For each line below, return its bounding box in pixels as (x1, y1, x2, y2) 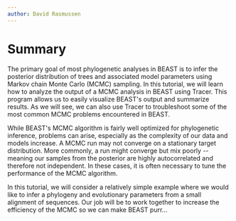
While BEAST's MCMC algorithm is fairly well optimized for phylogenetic (7, 124, 219, 132)
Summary (7, 41, 66, 57)
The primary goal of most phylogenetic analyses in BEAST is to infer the (7, 65, 218, 73)
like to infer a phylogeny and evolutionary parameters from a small (7, 190, 201, 199)
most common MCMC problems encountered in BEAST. (7, 109, 171, 118)
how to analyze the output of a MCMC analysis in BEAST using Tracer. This (7, 87, 227, 96)
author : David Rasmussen (7, 10, 81, 18)
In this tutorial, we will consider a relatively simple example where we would (7, 183, 229, 191)
